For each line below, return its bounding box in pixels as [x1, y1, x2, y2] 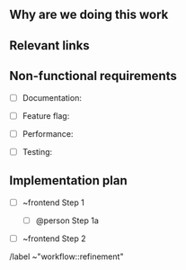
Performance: [22, 128, 74, 139]
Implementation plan [9, 173, 128, 188]
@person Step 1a [35, 215, 99, 226]
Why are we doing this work [9, 7, 169, 22]
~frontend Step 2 [22, 233, 86, 244]
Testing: [22, 146, 53, 157]
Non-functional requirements [9, 68, 177, 84]
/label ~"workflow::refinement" [9, 251, 124, 262]
